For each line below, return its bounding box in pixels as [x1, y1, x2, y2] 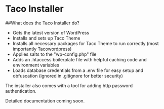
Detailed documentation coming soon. [5, 97, 85, 104]
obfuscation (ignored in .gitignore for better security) [12, 72, 123, 79]
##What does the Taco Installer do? [5, 20, 80, 26]
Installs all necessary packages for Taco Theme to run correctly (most [12, 40, 159, 46]
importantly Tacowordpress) [12, 46, 72, 52]
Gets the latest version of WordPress [12, 29, 90, 35]
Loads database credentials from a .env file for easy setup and [12, 67, 143, 74]
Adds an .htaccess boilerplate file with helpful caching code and [12, 56, 147, 62]
